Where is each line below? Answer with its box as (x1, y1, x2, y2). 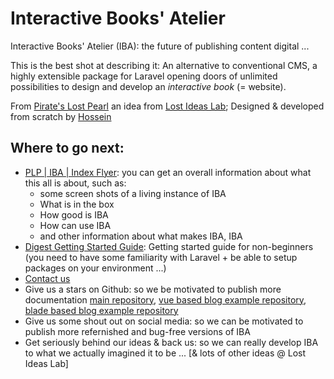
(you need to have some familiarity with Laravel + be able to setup (24, 251, 298, 263)
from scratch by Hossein (10, 110, 112, 122)
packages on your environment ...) (24, 262, 167, 274)
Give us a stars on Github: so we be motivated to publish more (24, 283, 282, 295)
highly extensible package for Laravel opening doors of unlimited (10, 70, 278, 82)
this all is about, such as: (24, 177, 127, 189)
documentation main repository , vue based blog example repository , (24, 293, 307, 306)
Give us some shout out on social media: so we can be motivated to (24, 315, 304, 327)
